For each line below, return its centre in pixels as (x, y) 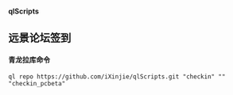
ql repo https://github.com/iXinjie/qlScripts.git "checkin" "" (117, 77)
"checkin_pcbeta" (37, 84)
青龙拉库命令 (29, 59)
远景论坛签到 (40, 38)
